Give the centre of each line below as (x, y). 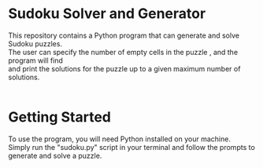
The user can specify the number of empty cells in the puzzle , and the (123, 52)
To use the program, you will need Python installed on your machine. (119, 139)
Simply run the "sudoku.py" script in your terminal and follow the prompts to (132, 147)
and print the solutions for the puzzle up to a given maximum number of (124, 68)
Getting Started (60, 117)
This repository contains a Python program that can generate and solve (124, 35)
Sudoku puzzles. (35, 43)
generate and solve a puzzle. (55, 155)
